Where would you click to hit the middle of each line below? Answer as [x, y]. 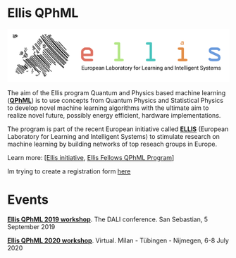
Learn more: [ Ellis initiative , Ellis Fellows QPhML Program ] [91, 157]
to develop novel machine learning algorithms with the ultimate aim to [108, 108]
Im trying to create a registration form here [69, 171]
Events [28, 199]
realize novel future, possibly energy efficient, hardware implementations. [114, 115]
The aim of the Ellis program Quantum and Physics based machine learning [117, 92]
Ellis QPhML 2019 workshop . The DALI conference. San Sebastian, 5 [108, 219]
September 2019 [31, 226]
